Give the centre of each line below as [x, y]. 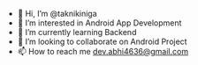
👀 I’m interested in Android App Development [99, 23]
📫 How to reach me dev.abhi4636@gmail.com [103, 51]
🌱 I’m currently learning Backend [77, 32]
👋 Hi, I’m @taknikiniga [57, 14]
